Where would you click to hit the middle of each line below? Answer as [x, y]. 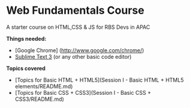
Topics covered [26, 68]
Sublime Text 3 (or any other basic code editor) [73, 56]
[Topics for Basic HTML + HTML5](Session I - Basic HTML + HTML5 [99, 80]
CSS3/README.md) [39, 99]
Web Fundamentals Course [76, 10]
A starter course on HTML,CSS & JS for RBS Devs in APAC [78, 27]
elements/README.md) [44, 86]
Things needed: [26, 38]
